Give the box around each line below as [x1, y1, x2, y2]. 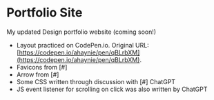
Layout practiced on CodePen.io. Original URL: [16, 41, 149, 49]
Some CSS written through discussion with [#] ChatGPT [16, 77, 176, 86]
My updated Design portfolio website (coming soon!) [6, 28, 157, 36]
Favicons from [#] [16, 63, 68, 71]
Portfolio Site [6, 5, 83, 21]
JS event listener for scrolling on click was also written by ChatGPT [16, 85, 208, 93]
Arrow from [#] [16, 70, 59, 79]
